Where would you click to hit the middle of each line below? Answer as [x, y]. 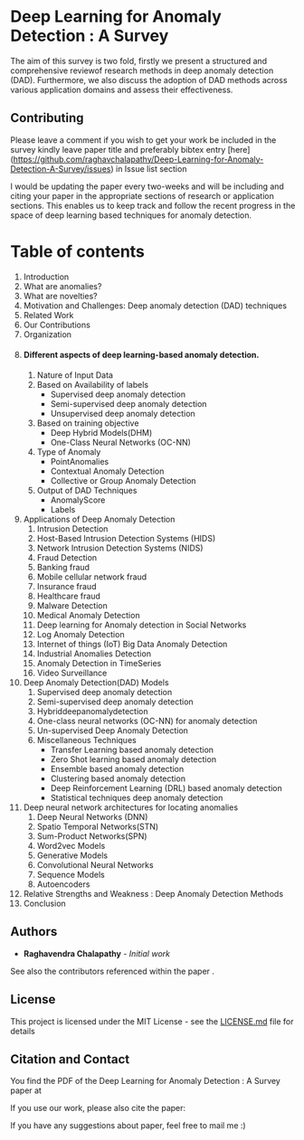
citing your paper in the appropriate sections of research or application [142, 195]
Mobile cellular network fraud [92, 577]
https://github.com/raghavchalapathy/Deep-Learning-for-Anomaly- [138, 159]
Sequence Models [71, 874]
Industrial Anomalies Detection [94, 654]
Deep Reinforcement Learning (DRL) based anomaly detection [166, 787]
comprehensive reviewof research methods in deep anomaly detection [142, 71]
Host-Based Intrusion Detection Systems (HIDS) [126, 538]
